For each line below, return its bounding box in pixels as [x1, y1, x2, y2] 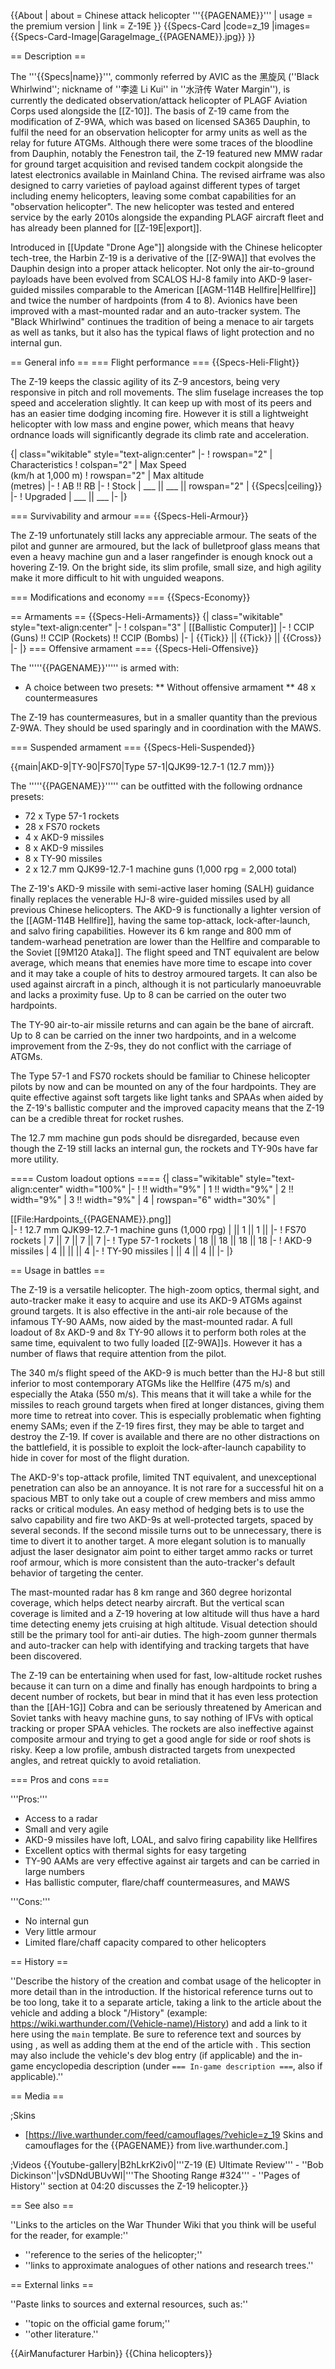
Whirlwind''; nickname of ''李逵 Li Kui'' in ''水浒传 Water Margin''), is [10, 83, 291, 95]
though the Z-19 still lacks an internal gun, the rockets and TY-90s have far [10, 1143, 319, 1154]
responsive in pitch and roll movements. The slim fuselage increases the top [10, 386, 324, 398]
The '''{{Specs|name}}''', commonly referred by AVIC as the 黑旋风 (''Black [10, 71, 320, 82]
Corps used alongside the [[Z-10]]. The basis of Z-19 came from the [10, 105, 290, 117]
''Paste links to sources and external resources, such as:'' [10, 2298, 248, 2310]
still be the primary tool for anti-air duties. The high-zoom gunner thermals [10, 1629, 317, 1640]
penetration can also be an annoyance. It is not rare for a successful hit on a [10, 1482, 324, 1494]
